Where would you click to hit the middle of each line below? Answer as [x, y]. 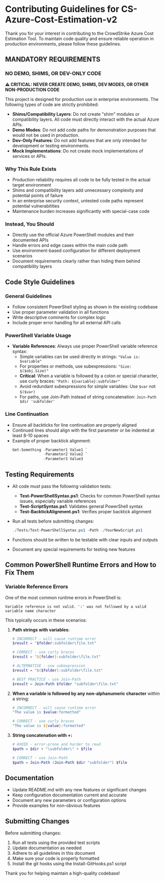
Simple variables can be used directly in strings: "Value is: [80, 357]
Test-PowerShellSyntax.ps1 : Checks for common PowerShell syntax [90, 495]
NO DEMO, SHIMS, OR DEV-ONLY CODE [53, 74]
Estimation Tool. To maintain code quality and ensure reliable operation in [80, 39]
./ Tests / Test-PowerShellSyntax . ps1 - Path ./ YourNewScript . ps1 [77, 530]
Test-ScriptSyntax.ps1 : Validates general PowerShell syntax [81, 506]
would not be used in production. [46, 135]
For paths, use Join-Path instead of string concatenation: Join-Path [88, 397]
